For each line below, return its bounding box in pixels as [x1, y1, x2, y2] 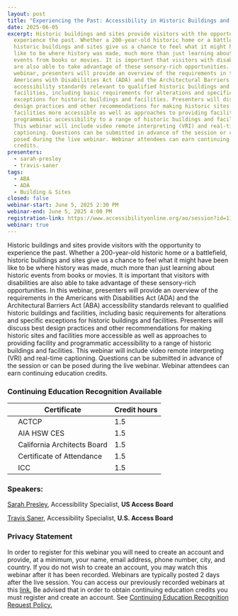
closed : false [7, 195, 50, 202]
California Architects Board [18, 439, 108, 449]
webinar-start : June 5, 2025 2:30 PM [7, 201, 119, 209]
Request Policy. [7, 600, 52, 609]
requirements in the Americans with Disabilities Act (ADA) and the [7, 293, 199, 302]
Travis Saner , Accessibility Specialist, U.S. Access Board [7, 514, 174, 522]
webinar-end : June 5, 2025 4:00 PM [7, 208, 113, 215]
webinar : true [7, 221, 50, 228]
